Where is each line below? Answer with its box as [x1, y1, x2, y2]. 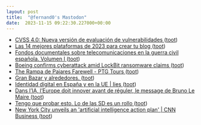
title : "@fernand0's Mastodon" [6, 14, 87, 20]
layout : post [6, 8, 39, 15]
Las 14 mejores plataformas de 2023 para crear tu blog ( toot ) [14, 42, 166, 50]
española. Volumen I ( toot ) [14, 55, 81, 63]
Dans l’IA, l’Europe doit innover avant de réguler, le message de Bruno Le [14, 87, 195, 94]
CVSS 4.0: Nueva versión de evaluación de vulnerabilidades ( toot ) [14, 36, 178, 44]
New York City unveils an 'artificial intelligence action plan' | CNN [14, 106, 176, 114]
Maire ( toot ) [14, 93, 44, 100]
